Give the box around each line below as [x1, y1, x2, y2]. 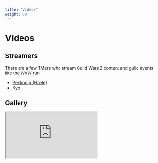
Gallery [5, 98, 28, 107]
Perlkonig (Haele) [12, 79, 47, 85]
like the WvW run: [5, 70, 41, 76]
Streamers [5, 52, 38, 60]
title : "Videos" [5, 7, 38, 12]
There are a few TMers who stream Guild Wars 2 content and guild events [5, 65, 154, 71]
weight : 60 [5, 12, 27, 17]
